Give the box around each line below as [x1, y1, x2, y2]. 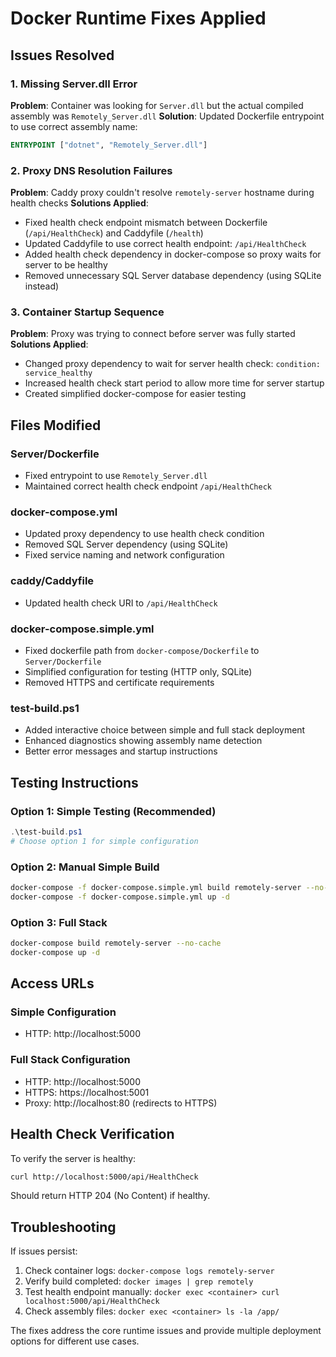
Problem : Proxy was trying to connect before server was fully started [10, 328, 296, 340]
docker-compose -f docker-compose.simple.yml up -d [10, 892, 230, 902]
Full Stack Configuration [10, 1053, 131, 1067]
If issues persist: [10, 1245, 78, 1257]
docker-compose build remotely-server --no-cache [10, 938, 222, 948]
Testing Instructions [10, 774, 139, 791]
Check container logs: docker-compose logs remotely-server [24, 1265, 275, 1277]
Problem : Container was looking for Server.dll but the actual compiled [10, 99, 304, 111]
